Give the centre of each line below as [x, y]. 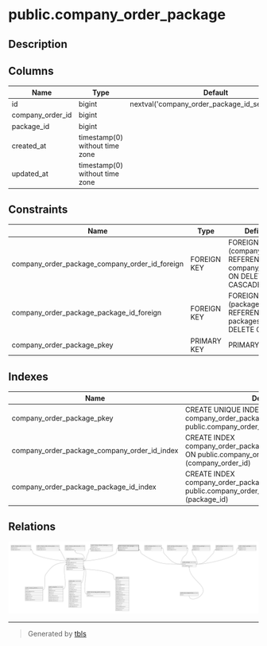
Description [38, 44]
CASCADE [245, 285]
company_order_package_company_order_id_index [95, 450]
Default [216, 92]
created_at [29, 146]
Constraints [38, 210]
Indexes [29, 376]
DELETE [241, 330]
